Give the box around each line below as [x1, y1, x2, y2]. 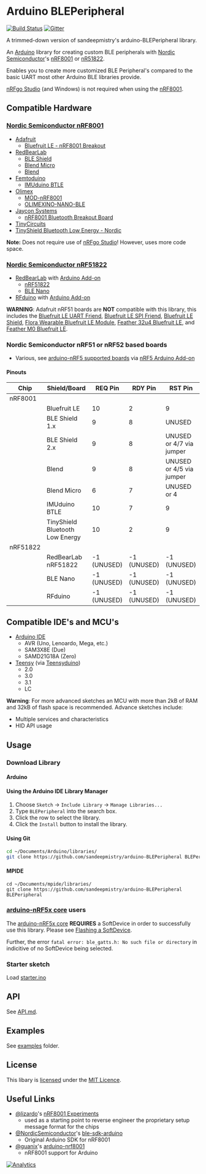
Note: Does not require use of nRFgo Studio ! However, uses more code [6, 238, 186, 246]
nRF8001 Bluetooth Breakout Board [24, 213, 113, 221]
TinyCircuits [15, 220, 46, 228]
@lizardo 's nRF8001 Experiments [15, 1110, 99, 1118]
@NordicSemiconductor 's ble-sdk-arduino [15, 1130, 123, 1137]
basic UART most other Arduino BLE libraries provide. [6, 73, 142, 80]
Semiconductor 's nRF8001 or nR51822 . [6, 55, 105, 62]
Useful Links [6, 1094, 55, 1104]
